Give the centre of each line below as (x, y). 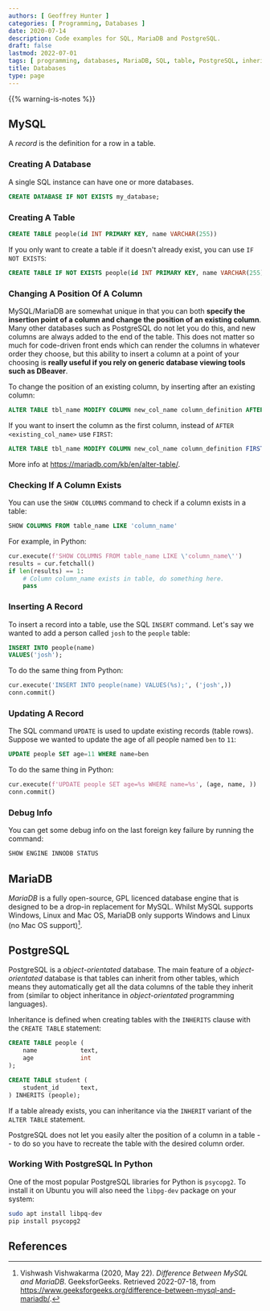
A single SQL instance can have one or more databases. (101, 181)
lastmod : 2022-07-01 (43, 53)
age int (57, 1058)
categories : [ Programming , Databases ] (77, 23)
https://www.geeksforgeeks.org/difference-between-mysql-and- (128, 1290)
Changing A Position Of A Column (76, 293)
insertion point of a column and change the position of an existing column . (135, 319)
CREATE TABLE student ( (48, 1080)
